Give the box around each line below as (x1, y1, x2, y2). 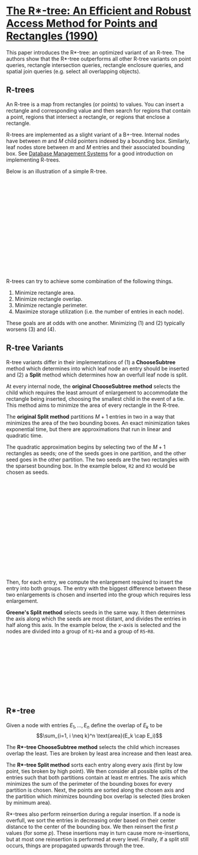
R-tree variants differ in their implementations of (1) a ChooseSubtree (6, 358, 176, 365)
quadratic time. (6, 432, 43, 439)
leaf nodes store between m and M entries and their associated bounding (6, 143, 185, 150)
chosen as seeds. (6, 468, 49, 475)
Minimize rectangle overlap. (14, 295, 83, 303)
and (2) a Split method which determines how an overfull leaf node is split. (6, 371, 188, 378)
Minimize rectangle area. (14, 289, 75, 296)
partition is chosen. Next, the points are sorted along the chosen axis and (6, 786, 185, 794)
